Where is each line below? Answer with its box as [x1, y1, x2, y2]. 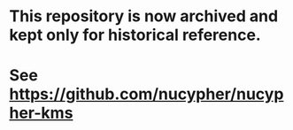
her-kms [9, 103, 73, 123]
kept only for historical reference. [9, 25, 261, 45]
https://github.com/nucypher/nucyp [9, 84, 284, 104]
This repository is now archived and [9, 6, 279, 27]
